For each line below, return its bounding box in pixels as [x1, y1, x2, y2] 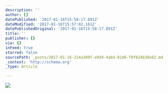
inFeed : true [5, 45, 33, 50]
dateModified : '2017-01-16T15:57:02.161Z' [5, 21, 97, 27]
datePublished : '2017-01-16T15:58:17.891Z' [5, 17, 100, 22]
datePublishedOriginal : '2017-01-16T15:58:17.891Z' [5, 26, 117, 32]
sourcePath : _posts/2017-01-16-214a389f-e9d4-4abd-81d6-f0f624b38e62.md [5, 54, 163, 60]
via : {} [5, 41, 22, 46]
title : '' [5, 31, 27, 36]
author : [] [5, 12, 29, 17]
